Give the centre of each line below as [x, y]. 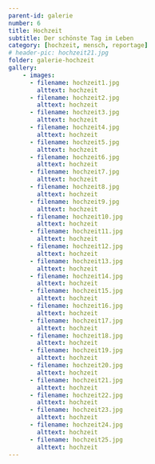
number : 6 [25, 23]
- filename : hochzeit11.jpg [76, 232]
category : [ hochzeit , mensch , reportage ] [78, 46]
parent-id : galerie [41, 16]
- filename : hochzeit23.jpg [76, 410]
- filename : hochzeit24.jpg [76, 425]
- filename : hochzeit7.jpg [74, 172]
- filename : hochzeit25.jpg [76, 440]
